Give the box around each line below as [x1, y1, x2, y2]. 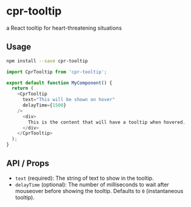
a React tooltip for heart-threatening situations [6, 24, 122, 31]
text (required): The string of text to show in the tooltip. [15, 174, 154, 182]
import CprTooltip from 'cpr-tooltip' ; [6, 68, 107, 75]
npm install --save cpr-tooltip [6, 57, 88, 64]
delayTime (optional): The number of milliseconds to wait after [15, 180, 170, 188]
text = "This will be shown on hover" [22, 97, 115, 103]
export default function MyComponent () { [6, 80, 113, 86]
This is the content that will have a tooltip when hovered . [28, 119, 186, 125]
